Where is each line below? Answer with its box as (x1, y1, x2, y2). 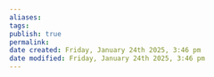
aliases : (9, 12, 42, 22)
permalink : (9, 37, 50, 47)
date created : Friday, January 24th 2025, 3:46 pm (9, 46, 202, 55)
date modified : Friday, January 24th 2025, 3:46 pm (9, 54, 205, 63)
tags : (9, 21, 29, 30)
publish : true (9, 29, 62, 38)
